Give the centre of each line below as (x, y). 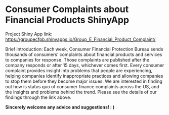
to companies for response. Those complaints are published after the (77, 60)
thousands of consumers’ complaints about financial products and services (84, 54)
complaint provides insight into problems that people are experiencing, (79, 70)
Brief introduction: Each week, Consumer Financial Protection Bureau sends (84, 49)
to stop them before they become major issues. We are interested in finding (84, 81)
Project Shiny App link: (29, 34)
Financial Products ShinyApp (67, 20)
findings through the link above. (38, 97)
